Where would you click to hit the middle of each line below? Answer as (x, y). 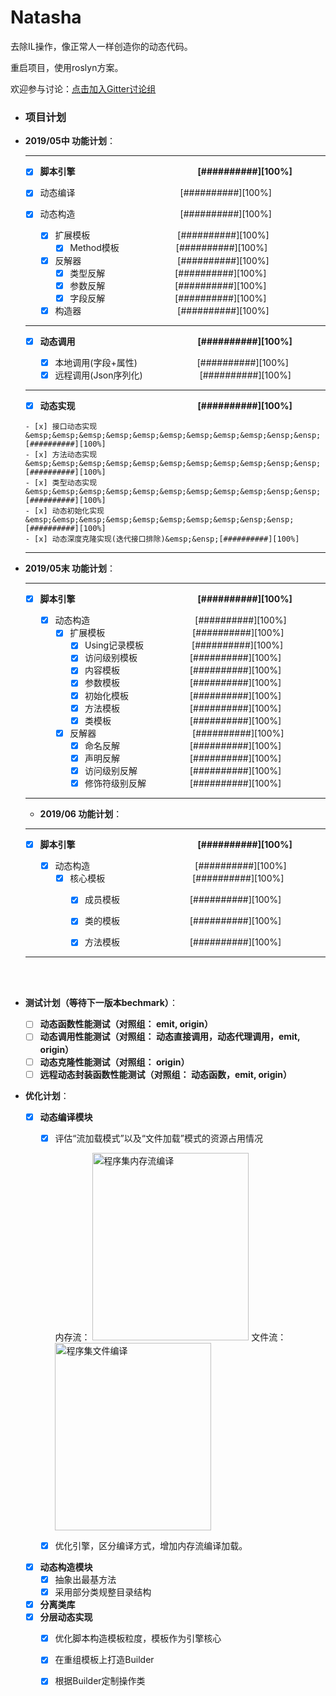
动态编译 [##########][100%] (155, 193)
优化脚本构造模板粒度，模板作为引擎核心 (138, 1638)
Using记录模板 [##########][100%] (184, 645)
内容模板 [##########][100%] (183, 670)
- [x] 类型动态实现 (61, 483)
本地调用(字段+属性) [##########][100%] (171, 362)
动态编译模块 (66, 1117)
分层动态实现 (66, 1617)
